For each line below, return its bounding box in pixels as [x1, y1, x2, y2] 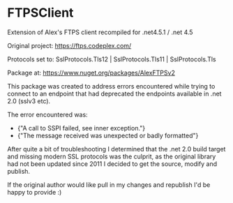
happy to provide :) [7, 188, 62, 196]
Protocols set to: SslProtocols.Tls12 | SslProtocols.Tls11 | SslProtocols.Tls [7, 54, 216, 63]
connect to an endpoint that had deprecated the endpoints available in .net [7, 89, 222, 98]
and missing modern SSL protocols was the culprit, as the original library [7, 152, 216, 160]
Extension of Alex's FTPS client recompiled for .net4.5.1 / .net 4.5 [7, 28, 193, 36]
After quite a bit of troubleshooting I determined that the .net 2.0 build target [7, 144, 226, 153]
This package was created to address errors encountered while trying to [7, 82, 216, 90]
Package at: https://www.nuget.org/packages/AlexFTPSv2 [7, 68, 176, 77]
